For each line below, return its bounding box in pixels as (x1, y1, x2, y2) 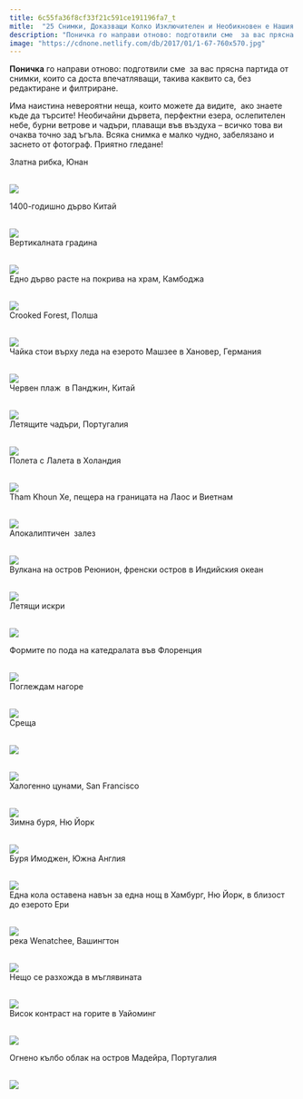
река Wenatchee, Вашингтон (9, 936, 120, 946)
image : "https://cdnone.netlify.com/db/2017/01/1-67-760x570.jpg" (9, 38, 266, 48)
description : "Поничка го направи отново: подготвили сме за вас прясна (9, 30, 295, 39)
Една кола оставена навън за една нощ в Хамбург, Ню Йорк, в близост (9, 889, 286, 900)
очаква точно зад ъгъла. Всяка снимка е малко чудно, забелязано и (9, 129, 275, 141)
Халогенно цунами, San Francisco (9, 780, 140, 791)
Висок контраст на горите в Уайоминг (9, 1008, 157, 1019)
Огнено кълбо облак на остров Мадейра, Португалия (9, 1053, 218, 1064)
